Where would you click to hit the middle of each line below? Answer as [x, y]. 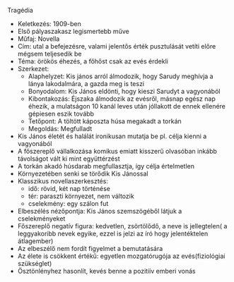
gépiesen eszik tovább [61, 114]
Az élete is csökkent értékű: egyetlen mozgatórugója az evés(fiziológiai [121, 256]
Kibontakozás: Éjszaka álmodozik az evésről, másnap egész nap [122, 99]
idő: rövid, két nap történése [69, 189]
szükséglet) [35, 263]
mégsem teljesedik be [49, 54]
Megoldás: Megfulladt [60, 129]
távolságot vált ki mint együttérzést [69, 159]
